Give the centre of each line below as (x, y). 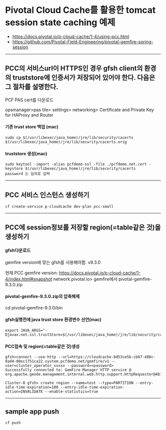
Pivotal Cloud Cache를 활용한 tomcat (81, 10)
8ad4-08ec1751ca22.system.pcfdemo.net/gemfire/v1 (57, 361)
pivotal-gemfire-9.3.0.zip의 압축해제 (42, 297)
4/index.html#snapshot (29, 279)
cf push (13, 423)
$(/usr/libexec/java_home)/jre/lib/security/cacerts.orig (66, 142)
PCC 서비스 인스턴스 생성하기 (47, 195)
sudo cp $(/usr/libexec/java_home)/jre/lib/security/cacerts (69, 137)
